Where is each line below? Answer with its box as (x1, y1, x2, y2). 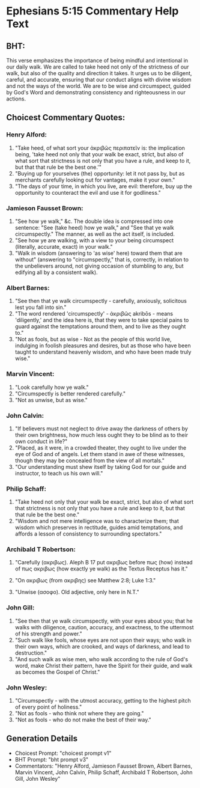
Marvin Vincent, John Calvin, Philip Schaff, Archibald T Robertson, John (14, 768, 193, 776)
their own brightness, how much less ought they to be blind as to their (14, 431, 188, 438)
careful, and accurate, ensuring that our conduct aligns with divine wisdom (6, 76, 192, 83)
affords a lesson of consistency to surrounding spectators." (14, 530, 162, 537)
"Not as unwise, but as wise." (14, 396, 88, 403)
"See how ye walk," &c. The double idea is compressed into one (14, 218, 174, 225)
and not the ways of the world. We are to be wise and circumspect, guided (6, 82, 191, 90)
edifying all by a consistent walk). (14, 269, 98, 276)
